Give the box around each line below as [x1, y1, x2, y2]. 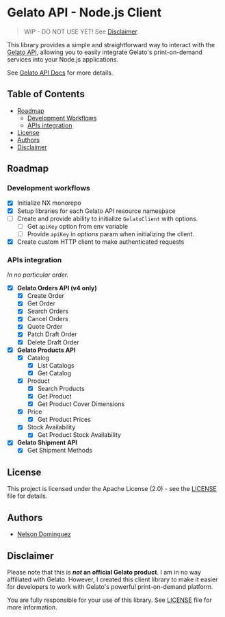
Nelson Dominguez [16, 530, 71, 538]
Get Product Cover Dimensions [37, 400, 125, 408]
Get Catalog [37, 368, 72, 377]
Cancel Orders [27, 315, 68, 323]
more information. [7, 603, 57, 611]
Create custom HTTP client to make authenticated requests [16, 238, 185, 246]
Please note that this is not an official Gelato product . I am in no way [7, 568, 202, 576]
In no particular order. [7, 270, 69, 279]
